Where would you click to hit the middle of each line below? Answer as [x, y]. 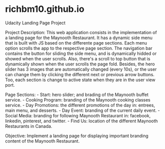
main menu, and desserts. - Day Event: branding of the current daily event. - [82, 110]
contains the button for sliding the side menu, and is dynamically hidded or [81, 53]
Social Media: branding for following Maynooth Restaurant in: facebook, [78, 115]
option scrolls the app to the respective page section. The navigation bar [79, 48]
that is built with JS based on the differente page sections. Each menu [76, 43]
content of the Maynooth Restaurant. [42, 141]
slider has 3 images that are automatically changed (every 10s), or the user [81, 69]
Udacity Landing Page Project [35, 23]
